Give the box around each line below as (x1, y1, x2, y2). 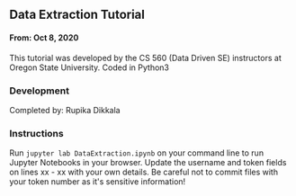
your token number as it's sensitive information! (9, 176, 186, 187)
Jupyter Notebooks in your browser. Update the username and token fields (9, 157, 287, 168)
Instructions (9, 127, 65, 139)
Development (9, 85, 70, 97)
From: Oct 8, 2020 (9, 31, 79, 43)
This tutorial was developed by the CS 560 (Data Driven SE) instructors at (9, 52, 282, 63)
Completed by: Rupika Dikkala (9, 104, 121, 115)
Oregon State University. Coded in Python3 (9, 62, 169, 73)
